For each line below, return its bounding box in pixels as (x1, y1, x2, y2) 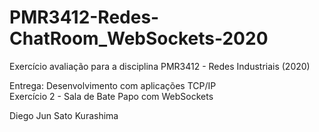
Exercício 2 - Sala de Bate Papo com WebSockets (9, 90, 214, 102)
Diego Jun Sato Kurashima (9, 109, 119, 121)
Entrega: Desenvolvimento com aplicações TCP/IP (9, 79, 217, 91)
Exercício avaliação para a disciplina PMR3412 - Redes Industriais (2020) (9, 60, 311, 72)
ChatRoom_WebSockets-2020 (9, 27, 269, 50)
